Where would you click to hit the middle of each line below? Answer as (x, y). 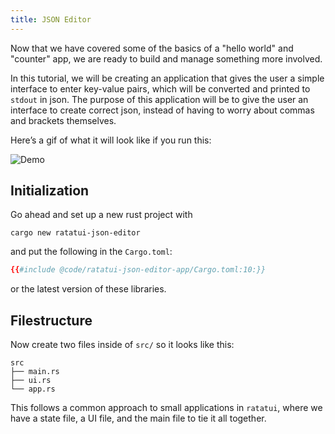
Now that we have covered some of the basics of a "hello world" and (152, 48)
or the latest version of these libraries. (88, 289)
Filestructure (51, 320)
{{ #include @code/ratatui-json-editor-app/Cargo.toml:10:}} (138, 270)
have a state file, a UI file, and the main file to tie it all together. (138, 418)
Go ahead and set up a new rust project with (101, 215)
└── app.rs (33, 389)
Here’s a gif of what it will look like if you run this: (111, 140)
